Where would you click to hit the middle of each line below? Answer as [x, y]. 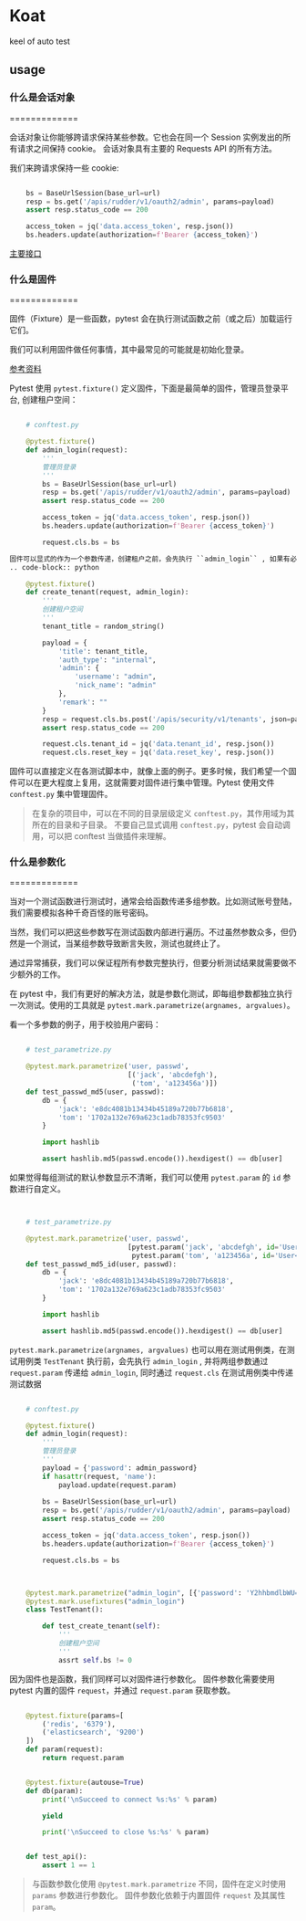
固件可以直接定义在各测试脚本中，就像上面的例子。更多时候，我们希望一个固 [153, 772]
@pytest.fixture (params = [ [75, 1716]
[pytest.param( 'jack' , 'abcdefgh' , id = [203, 1247]
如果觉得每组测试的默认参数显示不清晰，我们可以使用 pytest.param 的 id [145, 1178]
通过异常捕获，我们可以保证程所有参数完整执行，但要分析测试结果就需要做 [149, 963]
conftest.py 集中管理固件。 [61, 794]
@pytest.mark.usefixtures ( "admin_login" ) [105, 1601]
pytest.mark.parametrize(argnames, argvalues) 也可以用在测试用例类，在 [148, 1349]
